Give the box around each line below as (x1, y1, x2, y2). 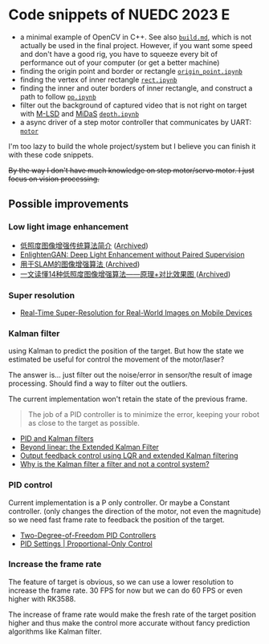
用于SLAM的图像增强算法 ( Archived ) (19, 259, 141, 269)
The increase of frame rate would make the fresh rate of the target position (8, 610, 257, 619)
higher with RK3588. (8, 593, 76, 603)
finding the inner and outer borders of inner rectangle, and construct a (19, 83, 253, 93)
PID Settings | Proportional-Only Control (19, 539, 153, 549)
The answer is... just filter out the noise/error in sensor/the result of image (8, 371, 253, 380)
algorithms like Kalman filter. (8, 626, 102, 636)
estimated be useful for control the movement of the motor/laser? (8, 354, 225, 364)
